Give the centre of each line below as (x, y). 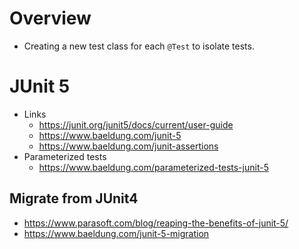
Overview (50, 18)
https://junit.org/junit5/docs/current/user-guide (136, 124)
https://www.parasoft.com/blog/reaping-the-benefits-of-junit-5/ (156, 223)
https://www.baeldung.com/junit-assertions (128, 146)
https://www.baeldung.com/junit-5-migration (116, 233)
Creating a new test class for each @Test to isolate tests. (139, 46)
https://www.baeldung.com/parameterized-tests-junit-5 (153, 167)
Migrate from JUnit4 (74, 198)
